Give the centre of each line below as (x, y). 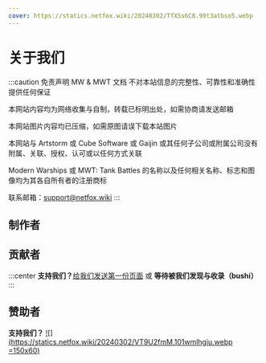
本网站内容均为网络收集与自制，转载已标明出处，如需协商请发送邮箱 (121, 108)
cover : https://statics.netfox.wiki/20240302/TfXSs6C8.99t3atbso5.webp (131, 16)
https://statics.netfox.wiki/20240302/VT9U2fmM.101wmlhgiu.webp (122, 341)
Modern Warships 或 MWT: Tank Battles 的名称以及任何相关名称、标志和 (128, 170)
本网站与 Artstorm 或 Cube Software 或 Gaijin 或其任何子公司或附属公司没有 (133, 143)
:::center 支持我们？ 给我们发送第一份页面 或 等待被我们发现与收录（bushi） (133, 275)
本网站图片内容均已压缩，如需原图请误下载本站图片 (93, 126)
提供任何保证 (29, 92)
